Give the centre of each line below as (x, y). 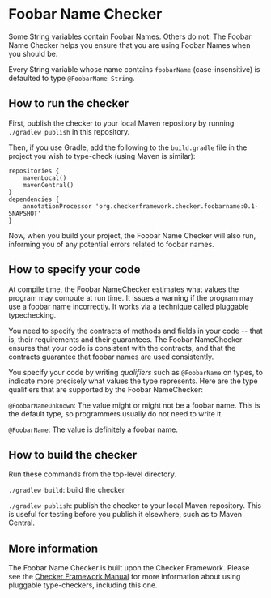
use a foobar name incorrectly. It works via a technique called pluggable (129, 306)
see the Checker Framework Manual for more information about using (125, 577)
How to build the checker (73, 455)
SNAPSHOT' (25, 213)
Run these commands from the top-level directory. (92, 474)
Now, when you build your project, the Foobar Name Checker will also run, (132, 235)
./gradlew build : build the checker (67, 490)
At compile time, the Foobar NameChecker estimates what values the (124, 289)
